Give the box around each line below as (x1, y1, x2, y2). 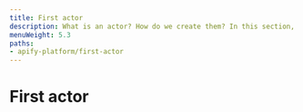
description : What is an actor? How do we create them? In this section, (9, 22, 296, 31)
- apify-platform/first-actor (9, 47, 125, 56)
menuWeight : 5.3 (9, 30, 71, 39)
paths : (9, 38, 35, 48)
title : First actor (9, 13, 84, 23)
